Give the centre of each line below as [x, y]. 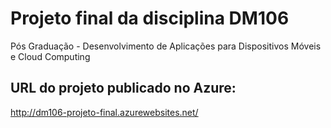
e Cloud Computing [50, 56]
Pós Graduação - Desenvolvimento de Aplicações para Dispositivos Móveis [166, 46]
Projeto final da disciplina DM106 [150, 18]
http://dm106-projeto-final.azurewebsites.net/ [104, 112]
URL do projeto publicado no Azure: [123, 88]
